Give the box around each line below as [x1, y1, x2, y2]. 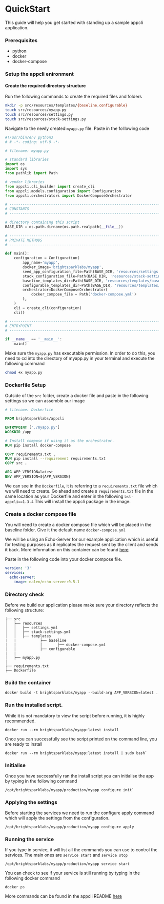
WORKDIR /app [5, 429, 32, 434]
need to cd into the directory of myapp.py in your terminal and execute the [5, 356, 155, 361]
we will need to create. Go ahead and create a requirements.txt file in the [5, 488, 154, 494]
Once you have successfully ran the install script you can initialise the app [5, 773, 154, 778]
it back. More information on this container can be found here [5, 547, 129, 553]
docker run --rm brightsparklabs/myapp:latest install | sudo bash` [5, 751, 147, 756]
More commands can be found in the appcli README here [5, 893, 122, 899]
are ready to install [5, 741, 42, 747]
